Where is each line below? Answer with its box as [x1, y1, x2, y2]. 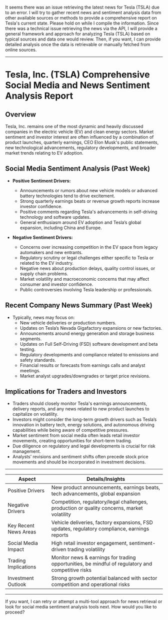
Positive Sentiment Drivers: [12, 178, 71, 184]
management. [12, 448, 41, 454]
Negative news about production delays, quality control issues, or [19, 265, 155, 271]
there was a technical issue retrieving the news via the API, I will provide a [5, 26, 157, 32]
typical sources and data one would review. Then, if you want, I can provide [5, 36, 161, 42]
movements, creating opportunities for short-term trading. [12, 438, 132, 444]
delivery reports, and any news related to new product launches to [12, 406, 149, 412]
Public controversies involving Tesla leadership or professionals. [19, 286, 152, 292]
